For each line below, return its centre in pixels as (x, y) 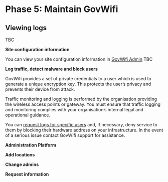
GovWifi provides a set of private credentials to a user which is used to (78, 78)
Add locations (20, 155)
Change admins (22, 164)
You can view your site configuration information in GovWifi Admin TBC (79, 59)
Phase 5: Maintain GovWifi (62, 9)
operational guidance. (28, 115)
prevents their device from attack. (40, 89)
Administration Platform (31, 145)
